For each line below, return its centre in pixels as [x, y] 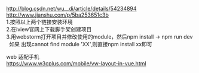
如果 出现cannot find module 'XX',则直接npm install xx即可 [80, 44]
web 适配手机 [23, 57]
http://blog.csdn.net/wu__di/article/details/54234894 [71, 9]
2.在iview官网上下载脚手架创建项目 [49, 29]
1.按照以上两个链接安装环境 [39, 22]
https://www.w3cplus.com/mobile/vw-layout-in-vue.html [76, 64]
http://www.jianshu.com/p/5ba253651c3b [57, 15]
